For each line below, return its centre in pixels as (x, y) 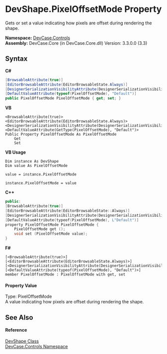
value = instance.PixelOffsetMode (41, 175)
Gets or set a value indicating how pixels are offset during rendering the (79, 23)
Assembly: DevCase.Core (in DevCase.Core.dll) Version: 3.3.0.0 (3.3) (76, 43)
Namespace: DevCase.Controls (38, 38)
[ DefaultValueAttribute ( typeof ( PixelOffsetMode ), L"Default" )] (72, 220)
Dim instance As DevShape (32, 162)
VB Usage (16, 152)
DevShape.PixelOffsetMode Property (83, 9)
